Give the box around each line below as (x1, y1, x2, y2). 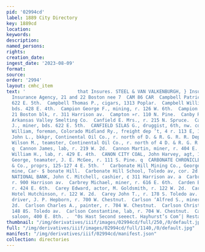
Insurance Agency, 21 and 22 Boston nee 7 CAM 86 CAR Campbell (12, 94, 182, 100)
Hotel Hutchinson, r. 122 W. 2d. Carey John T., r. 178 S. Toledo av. (12, 191, 198, 197)
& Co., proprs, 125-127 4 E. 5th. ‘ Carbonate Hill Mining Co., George (12, 163, 201, 169)
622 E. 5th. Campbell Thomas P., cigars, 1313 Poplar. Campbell (12, 100, 184, 106)
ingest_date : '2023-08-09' (6, 60, 75, 66)
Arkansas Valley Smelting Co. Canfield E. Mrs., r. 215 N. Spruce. (12, 117, 190, 123)
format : (6, 65, 26, 72)
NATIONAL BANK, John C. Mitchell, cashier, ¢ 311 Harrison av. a (12, 174, 182, 180)
